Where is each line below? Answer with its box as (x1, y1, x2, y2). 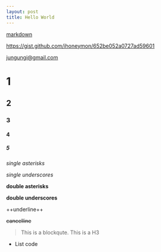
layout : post (6, 8, 39, 15)
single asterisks (6, 159, 45, 167)
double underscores (6, 194, 58, 201)
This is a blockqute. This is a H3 (20, 229, 100, 236)
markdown (6, 30, 33, 38)
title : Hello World (6, 14, 55, 20)
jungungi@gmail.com (6, 54, 58, 61)
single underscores (6, 171, 54, 178)
